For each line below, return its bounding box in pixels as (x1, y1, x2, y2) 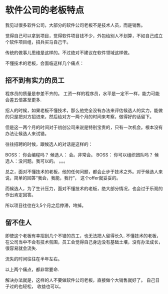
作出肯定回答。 (5, 191, 36, 197)
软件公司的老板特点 (5, 4, 84, 16)
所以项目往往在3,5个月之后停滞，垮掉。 (5, 202, 86, 208)
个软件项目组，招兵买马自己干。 (5, 38, 71, 45)
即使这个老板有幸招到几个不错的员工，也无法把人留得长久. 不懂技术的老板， (5, 232, 161, 238)
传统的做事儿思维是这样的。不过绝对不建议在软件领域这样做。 (5, 49, 132, 55)
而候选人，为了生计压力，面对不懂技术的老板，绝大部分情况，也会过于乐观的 (5, 185, 163, 191)
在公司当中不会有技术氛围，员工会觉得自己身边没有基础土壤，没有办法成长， (5, 238, 163, 245)
